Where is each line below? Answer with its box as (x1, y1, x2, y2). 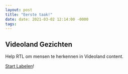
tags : (5, 21, 17, 27)
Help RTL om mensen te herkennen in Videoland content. (5, 53, 124, 59)
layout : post (5, 7, 33, 13)
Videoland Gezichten (5, 40, 73, 48)
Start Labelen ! (5, 63, 34, 69)
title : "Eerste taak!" (5, 12, 53, 17)
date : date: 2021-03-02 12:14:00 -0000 (5, 17, 89, 22)
